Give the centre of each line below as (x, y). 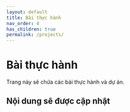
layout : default (27, 12)
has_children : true (31, 29)
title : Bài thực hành (34, 18)
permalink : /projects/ (35, 35)
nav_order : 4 (23, 23)
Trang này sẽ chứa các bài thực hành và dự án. (66, 82)
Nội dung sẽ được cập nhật (58, 101)
